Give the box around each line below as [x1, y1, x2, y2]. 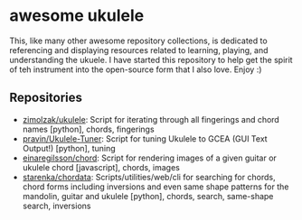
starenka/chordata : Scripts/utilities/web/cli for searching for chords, [22, 171, 276, 182]
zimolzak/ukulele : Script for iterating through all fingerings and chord [22, 114, 280, 124]
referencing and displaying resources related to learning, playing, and [9, 44, 269, 55]
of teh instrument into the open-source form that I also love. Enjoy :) [9, 64, 262, 75]
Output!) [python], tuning [22, 142, 116, 153]
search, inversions [22, 200, 91, 211]
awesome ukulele [9, 5, 145, 26]
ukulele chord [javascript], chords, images [22, 161, 181, 172]
